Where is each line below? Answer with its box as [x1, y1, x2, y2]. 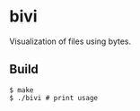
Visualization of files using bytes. [9, 36, 132, 47]
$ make [9, 85, 34, 95]
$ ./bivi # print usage [9, 93, 99, 102]
